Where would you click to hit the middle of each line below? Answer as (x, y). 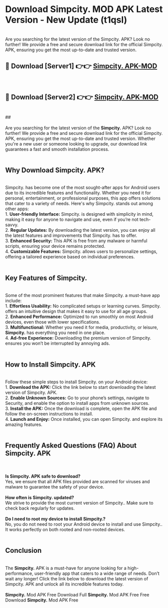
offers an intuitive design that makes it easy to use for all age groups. (76, 312)
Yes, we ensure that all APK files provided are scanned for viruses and (77, 481)
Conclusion (23, 551)
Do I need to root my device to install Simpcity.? (55, 519)
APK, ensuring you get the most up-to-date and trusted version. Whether (80, 138)
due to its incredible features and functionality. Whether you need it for (78, 193)
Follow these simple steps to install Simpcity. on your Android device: (76, 382)
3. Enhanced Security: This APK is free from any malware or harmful (76, 241)
